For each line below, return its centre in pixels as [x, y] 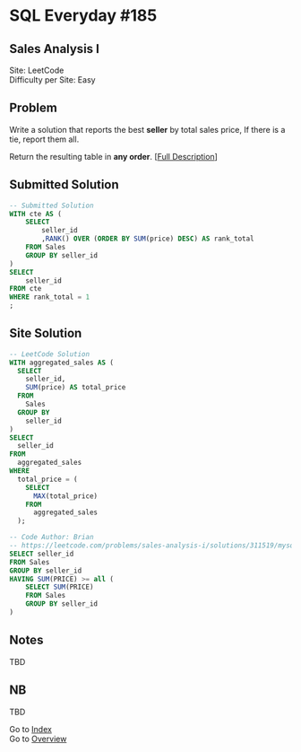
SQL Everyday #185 [83, 16]
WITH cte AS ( [36, 214]
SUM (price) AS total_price [76, 388]
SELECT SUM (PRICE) [60, 587]
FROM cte [26, 289]
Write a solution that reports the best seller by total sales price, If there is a [147, 129]
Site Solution [46, 333]
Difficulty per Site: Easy [52, 80]
